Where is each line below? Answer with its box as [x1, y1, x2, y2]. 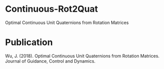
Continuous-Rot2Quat [5, 3, 98, 15]
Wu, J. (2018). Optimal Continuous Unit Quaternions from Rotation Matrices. [5, 53, 160, 59]
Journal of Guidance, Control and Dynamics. [5, 58, 96, 64]
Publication [5, 37, 53, 48]
